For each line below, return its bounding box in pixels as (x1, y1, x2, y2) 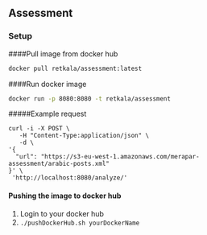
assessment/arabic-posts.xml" (8, 160, 110, 168)
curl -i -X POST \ (8, 125, 70, 133)
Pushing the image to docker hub (8, 191, 122, 200)
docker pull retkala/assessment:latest (8, 64, 143, 72)
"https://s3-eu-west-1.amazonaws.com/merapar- (40, 153, 200, 161)
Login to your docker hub (19, 208, 105, 218)
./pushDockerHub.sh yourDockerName (19, 219, 140, 227)
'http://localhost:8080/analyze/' (11, 174, 128, 182)
